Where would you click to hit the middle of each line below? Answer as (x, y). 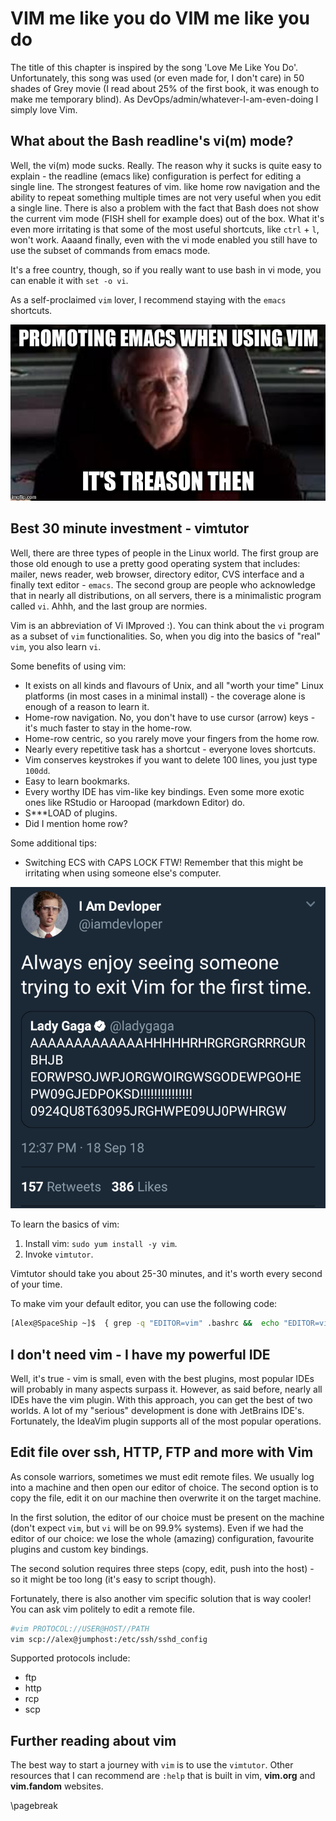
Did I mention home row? (76, 823)
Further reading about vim (93, 1740)
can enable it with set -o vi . (69, 280)
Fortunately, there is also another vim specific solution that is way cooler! (161, 1598)
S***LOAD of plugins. (71, 813)
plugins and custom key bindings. (79, 1549)
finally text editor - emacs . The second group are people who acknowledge (163, 584)
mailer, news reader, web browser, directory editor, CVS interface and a (157, 574)
